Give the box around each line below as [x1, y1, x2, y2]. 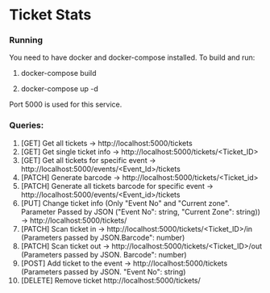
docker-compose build [20, 69, 97, 78]
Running [9, 35, 44, 46]
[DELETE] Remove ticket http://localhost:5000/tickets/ [20, 275, 201, 285]
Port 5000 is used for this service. [9, 99, 123, 110]
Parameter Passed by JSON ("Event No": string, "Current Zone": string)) [20, 207, 261, 216]
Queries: [9, 119, 44, 131]
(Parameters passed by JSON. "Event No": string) [20, 266, 186, 276]
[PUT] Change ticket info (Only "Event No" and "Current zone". [20, 198, 231, 207]
